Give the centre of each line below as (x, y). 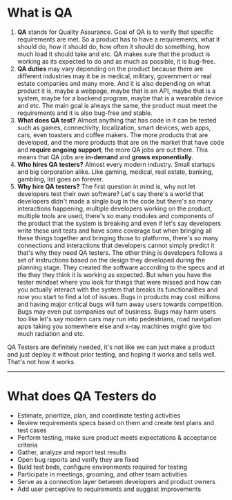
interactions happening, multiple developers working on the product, (115, 208)
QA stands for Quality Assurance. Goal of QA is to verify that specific (115, 32)
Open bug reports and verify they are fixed (78, 459)
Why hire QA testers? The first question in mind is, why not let (106, 186)
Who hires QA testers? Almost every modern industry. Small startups (116, 164)
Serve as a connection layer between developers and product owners (116, 481)
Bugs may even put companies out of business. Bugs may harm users (116, 311)
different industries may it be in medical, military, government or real (114, 76)
